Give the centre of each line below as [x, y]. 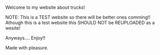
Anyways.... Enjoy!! [25, 38]
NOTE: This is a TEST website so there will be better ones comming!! [78, 17]
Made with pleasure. [27, 48]
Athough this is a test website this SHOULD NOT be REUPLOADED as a [80, 23]
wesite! [13, 28]
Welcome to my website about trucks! [45, 7]
